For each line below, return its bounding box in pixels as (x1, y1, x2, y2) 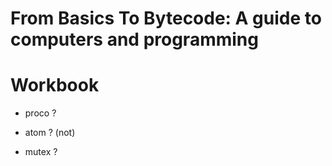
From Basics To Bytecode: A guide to (10, 7, 322, 30)
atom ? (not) (24, 127, 76, 139)
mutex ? (24, 146, 58, 158)
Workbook (10, 74, 100, 97)
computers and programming (10, 28, 259, 51)
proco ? (24, 107, 57, 119)
